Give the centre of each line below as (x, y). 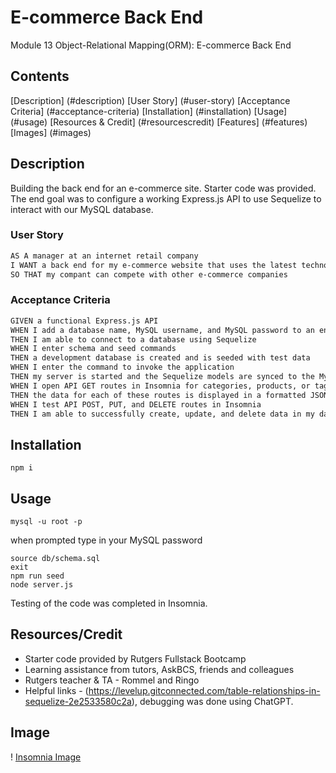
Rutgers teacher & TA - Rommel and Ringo (112, 680)
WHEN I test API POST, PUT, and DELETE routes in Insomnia (136, 404)
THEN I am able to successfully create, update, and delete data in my (162, 414)
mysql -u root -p (46, 522)
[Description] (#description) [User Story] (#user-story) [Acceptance (150, 100)
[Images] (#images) (51, 132)
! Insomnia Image (46, 757)
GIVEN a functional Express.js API (84, 321)
